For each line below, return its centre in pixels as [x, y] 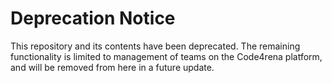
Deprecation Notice [93, 18]
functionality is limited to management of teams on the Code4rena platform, [166, 56]
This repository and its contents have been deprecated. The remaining [155, 46]
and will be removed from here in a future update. [112, 67]
